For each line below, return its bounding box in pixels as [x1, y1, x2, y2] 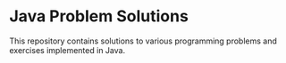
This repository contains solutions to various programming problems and [9, 35, 277, 46]
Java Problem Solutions [9, 6, 189, 27]
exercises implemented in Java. [9, 44, 126, 55]
